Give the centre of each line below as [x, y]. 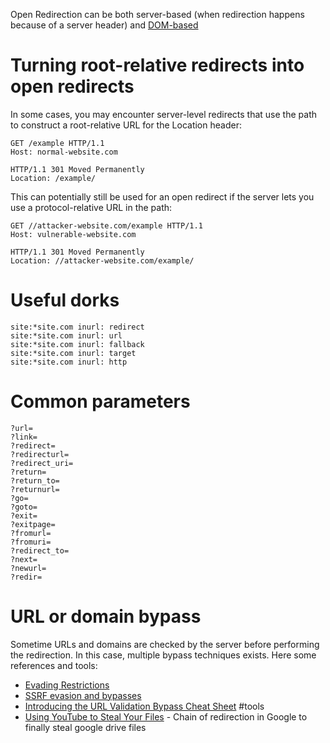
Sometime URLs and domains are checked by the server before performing [165, 644]
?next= [24, 559]
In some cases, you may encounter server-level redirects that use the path [163, 114]
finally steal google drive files [85, 727]
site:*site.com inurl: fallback [77, 344]
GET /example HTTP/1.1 [57, 143]
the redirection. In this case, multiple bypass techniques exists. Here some [163, 655]
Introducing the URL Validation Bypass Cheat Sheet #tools [144, 706]
